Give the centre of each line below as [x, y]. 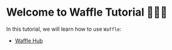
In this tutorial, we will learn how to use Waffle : [64, 29]
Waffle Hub [29, 40]
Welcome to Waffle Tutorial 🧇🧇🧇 [87, 12]
